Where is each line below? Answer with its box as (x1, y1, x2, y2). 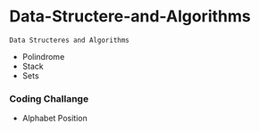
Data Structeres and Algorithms (9, 36, 129, 45)
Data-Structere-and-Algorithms (9, 6, 252, 27)
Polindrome (21, 51, 65, 62)
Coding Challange (9, 92, 89, 104)
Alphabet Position (21, 113, 88, 124)
